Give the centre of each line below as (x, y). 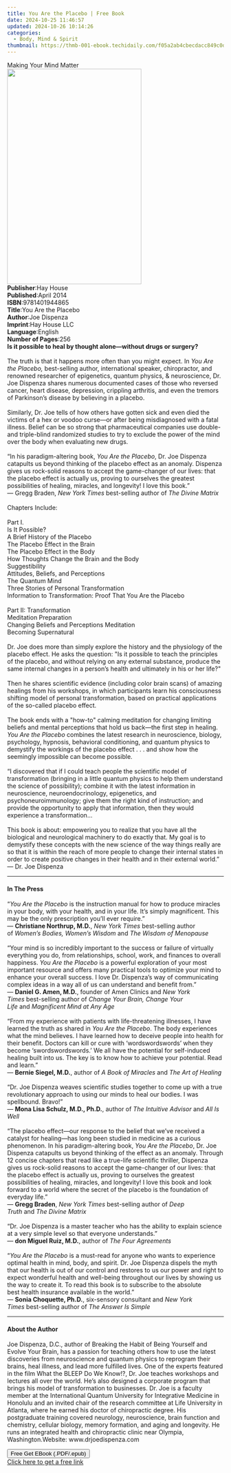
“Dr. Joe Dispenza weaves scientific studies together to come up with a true (115, 1087)
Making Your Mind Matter (43, 65)
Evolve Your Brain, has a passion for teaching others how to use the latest (111, 1352)
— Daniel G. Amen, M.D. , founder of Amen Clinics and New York (99, 992)
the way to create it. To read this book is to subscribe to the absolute (104, 1285)
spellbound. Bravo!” (35, 1102)
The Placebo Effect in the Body (51, 551)
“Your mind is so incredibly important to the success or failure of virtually (111, 948)
